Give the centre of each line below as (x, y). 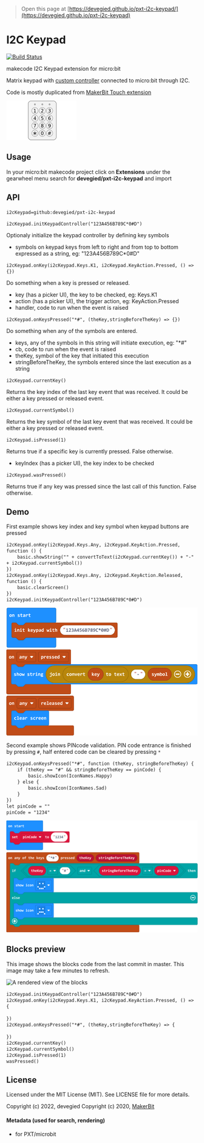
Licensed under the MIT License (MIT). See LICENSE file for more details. (98, 1095)
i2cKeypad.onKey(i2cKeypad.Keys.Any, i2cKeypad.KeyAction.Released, (95, 576)
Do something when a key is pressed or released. (68, 282)
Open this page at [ (45, 9)
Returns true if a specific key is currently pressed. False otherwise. (90, 451)
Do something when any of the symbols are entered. (72, 331)
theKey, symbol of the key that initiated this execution (82, 356)
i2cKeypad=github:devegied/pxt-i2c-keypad (61, 212)
